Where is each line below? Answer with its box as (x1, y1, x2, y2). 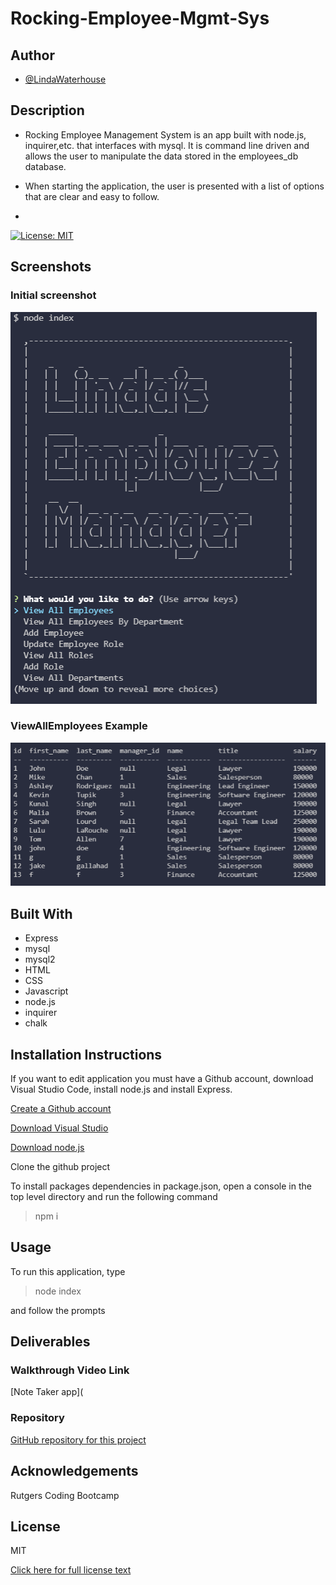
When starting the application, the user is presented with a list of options (24, 180, 325, 192)
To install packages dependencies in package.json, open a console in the (10, 1180, 312, 1192)
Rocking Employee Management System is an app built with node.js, (24, 128, 307, 141)
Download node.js (10, 1141, 85, 1153)
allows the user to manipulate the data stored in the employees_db (24, 150, 299, 162)
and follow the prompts (10, 1304, 106, 1316)
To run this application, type (10, 1265, 126, 1277)
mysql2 (24, 953, 56, 966)
